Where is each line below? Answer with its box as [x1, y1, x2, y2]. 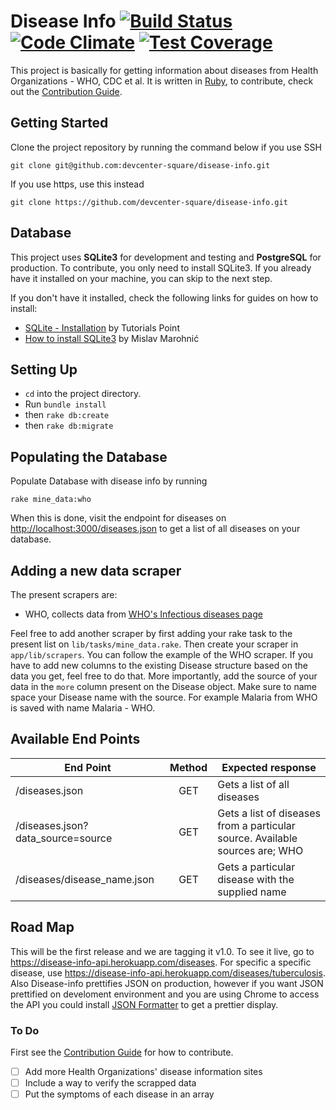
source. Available [217, 831, 298, 845]
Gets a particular [217, 860, 296, 874]
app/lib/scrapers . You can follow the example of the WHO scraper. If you [10, 649, 313, 660]
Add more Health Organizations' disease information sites [24, 1065, 263, 1077]
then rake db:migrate [24, 420, 114, 432]
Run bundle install [24, 398, 107, 410]
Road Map [10, 919, 75, 936]
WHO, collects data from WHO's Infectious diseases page [24, 608, 263, 620]
